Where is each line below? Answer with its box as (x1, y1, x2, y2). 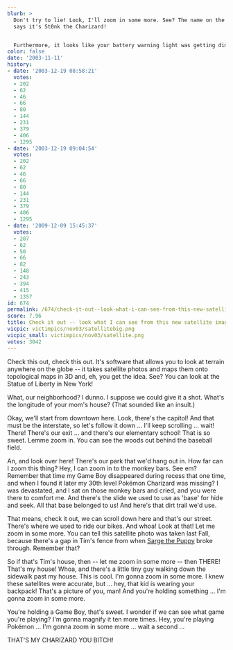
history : (7, 61, 33, 68)
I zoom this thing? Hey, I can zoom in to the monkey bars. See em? (7, 464, 198, 472)
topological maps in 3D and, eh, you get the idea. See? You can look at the (7, 372, 220, 380)
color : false (7, 48, 45, 55)
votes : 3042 (7, 338, 42, 345)
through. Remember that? (7, 544, 80, 552)
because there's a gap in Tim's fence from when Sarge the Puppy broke (7, 536, 213, 545)
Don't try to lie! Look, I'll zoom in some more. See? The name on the (13, 17, 225, 24)
